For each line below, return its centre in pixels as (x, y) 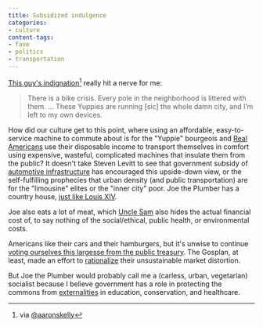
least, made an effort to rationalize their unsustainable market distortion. (124, 260)
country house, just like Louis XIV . (63, 196)
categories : (27, 23)
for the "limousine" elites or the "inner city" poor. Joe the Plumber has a (124, 188)
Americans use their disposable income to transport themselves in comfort (128, 147)
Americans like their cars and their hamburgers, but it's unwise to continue (128, 243)
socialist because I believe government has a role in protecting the (115, 284)
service (20, 138)
